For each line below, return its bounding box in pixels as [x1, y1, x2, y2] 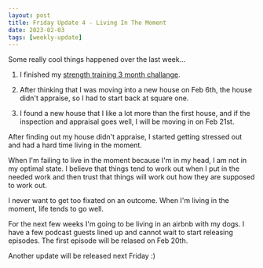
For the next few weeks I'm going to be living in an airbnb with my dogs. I [8, 219, 245, 229]
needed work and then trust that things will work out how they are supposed [8, 172, 255, 182]
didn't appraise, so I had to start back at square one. [19, 93, 189, 103]
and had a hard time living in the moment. [8, 140, 143, 150]
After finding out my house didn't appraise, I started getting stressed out [8, 132, 243, 142]
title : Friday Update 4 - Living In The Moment [8, 19, 167, 27]
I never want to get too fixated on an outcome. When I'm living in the [8, 196, 229, 205]
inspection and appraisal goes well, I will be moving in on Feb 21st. [19, 117, 235, 126]
